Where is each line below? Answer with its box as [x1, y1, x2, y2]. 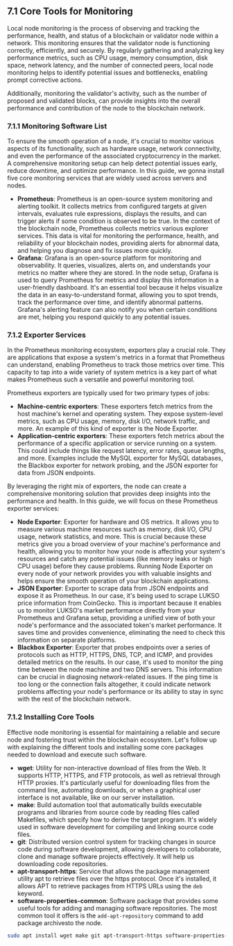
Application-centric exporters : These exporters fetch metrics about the [17, 432, 225, 440]
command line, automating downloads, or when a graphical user [17, 786, 201, 794]
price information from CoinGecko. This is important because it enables [17, 599, 222, 607]
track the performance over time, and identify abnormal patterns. [17, 298, 203, 306]
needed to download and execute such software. [7, 750, 147, 758]
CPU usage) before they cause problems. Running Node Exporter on [17, 562, 214, 570]
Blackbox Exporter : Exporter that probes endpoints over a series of [17, 643, 211, 652]
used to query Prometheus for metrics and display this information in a [17, 276, 219, 284]
